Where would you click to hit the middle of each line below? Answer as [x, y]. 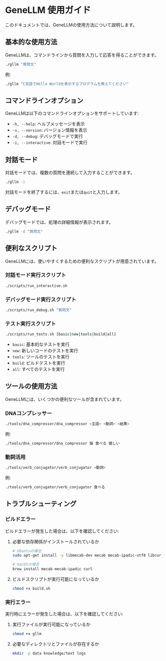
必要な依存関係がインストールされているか [56, 541]
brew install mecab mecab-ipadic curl [52, 569]
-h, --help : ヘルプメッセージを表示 [49, 124]
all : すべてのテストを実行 [38, 369]
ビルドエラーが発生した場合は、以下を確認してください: [62, 531]
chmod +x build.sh [31, 589]
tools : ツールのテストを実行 [41, 357]
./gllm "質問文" [21, 64]
